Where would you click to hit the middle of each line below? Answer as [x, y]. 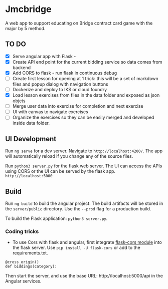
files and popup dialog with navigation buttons [60, 84]
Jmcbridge [28, 9]
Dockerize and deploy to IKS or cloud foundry [60, 89]
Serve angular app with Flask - [44, 56]
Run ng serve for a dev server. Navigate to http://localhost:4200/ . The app [84, 151]
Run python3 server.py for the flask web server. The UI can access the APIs [84, 166]
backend [22, 67]
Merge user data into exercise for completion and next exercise [78, 106]
